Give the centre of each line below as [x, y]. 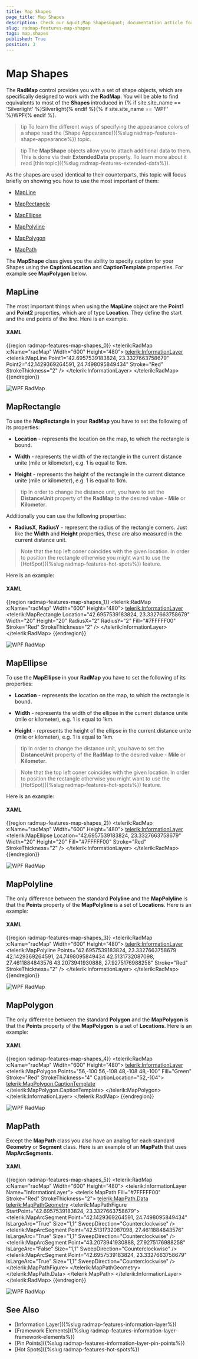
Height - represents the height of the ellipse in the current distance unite [103, 730]
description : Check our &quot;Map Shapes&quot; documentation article [95, 22]
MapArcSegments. [30, 1153]
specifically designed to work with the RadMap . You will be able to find [92, 96]
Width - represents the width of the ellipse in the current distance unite [101, 713]
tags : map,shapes [27, 34]
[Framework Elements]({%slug [52, 1330]
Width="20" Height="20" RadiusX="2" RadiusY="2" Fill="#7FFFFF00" [91, 620]
